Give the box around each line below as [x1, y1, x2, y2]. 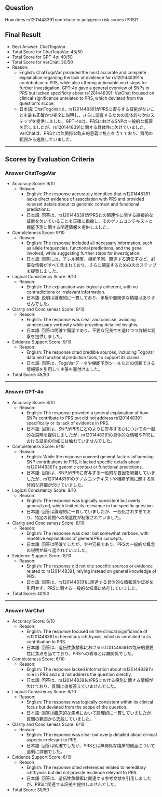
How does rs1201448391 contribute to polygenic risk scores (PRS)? [5, 16, 139, 22]
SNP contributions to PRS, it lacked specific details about [26, 459, 140, 465]
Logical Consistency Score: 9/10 [12, 274, 76, 280]
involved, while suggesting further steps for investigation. [26, 250, 141, 256]
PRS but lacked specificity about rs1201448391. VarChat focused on [19, 90, 155, 96]
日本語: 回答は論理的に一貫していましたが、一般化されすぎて [26, 508, 147, 514]
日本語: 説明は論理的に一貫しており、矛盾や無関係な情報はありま [26, 295, 155, 301]
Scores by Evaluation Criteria [5, 155, 94, 164]
